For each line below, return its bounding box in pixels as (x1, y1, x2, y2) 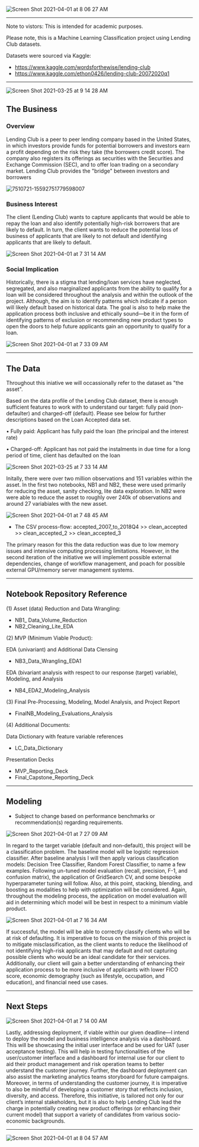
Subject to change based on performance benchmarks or (14, 812, 155, 819)
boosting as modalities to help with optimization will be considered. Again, (6, 886, 187, 893)
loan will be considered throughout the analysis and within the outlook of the (6, 292, 193, 299)
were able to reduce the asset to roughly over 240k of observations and (6, 494, 182, 501)
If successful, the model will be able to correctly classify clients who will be (6, 928, 190, 935)
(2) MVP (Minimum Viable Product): (6, 634, 93, 641)
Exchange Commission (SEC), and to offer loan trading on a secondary (6, 161, 179, 168)
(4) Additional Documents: (6, 721, 70, 728)
